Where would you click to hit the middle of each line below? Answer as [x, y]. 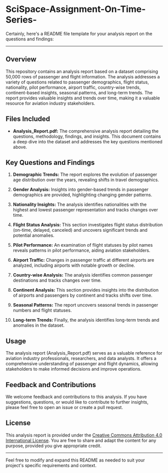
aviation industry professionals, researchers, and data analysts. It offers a [81, 359]
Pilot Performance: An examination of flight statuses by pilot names [83, 245]
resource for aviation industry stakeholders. [50, 103]
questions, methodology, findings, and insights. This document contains [87, 136]
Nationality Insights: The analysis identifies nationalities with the [80, 205]
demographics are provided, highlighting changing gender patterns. [83, 195]
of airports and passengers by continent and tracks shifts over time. [83, 295]
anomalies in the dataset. [39, 325]
